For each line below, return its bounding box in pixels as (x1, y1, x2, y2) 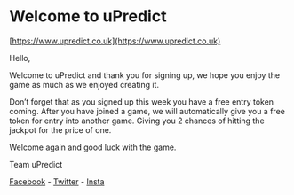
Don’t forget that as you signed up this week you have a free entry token (9, 96, 274, 107)
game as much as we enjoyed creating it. (9, 79, 160, 90)
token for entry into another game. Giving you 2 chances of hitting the (9, 115, 265, 126)
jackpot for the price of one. (9, 124, 112, 135)
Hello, (9, 52, 31, 63)
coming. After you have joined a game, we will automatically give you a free (9, 105, 286, 116)
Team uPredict (9, 159, 63, 169)
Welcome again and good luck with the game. (9, 142, 177, 152)
